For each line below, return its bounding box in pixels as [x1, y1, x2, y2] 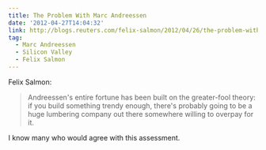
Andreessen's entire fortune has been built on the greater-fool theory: [27, 92, 256, 102]
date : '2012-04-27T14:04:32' [8, 19, 104, 27]
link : [8, 26, 26, 34]
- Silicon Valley [15, 48, 73, 56]
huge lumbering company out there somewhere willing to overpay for [27, 109, 254, 118]
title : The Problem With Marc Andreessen [8, 11, 147, 20]
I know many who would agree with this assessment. [8, 133, 180, 142]
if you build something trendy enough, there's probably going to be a [27, 100, 253, 111]
